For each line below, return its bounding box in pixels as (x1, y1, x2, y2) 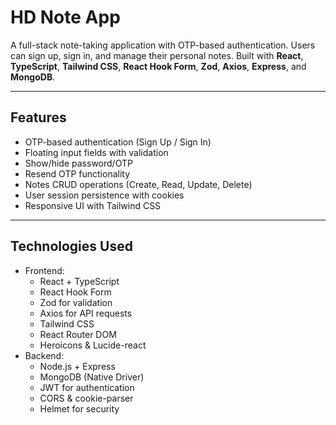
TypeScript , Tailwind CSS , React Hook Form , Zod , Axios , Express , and (10, 60, 307, 72)
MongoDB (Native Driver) (39, 371, 145, 383)
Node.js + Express (39, 360, 116, 372)
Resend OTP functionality (24, 167, 131, 180)
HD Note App (10, 6, 121, 29)
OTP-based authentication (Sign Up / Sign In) (24, 136, 212, 148)
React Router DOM (39, 328, 117, 340)
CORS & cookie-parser (39, 392, 134, 404)
